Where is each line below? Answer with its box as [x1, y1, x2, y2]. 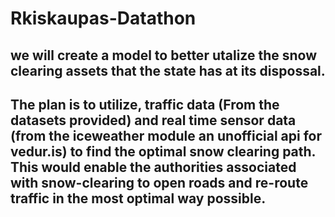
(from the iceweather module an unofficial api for [10, 127, 323, 144]
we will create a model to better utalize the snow [10, 47, 318, 64]
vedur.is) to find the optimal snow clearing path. [10, 143, 316, 160]
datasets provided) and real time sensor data [10, 112, 297, 129]
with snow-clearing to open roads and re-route [10, 174, 309, 191]
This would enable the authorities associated [10, 158, 297, 176]
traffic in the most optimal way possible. [10, 190, 267, 207]
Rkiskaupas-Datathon [10, 7, 197, 30]
